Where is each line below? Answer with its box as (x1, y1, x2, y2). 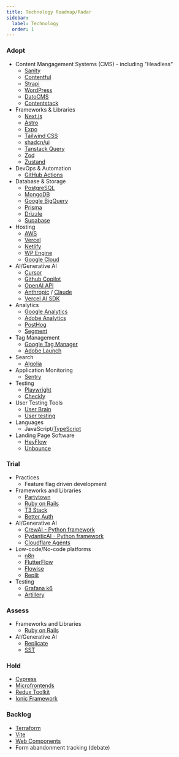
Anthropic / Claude (24, 288, 72, 295)
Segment (24, 327, 48, 335)
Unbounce (24, 444, 51, 452)
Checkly (24, 392, 46, 400)
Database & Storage (15, 177, 66, 184)
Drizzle (24, 210, 43, 218)
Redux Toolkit (15, 688, 50, 696)
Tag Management (15, 333, 60, 341)
